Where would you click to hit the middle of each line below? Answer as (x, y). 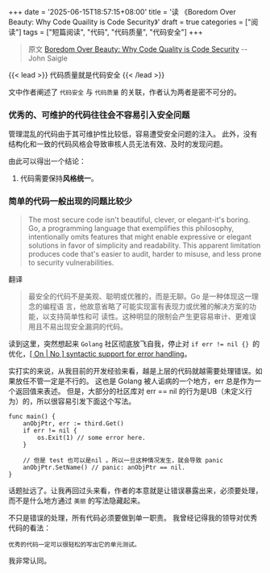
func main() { (32, 416)
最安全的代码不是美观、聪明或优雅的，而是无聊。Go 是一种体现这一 (140, 296)
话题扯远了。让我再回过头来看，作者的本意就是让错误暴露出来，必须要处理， (135, 490)
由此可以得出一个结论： (47, 161)
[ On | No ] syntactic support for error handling (107, 353)
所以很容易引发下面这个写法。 (85, 401)
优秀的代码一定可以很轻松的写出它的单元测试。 (75, 544)
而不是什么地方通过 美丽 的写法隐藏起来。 (77, 500)
